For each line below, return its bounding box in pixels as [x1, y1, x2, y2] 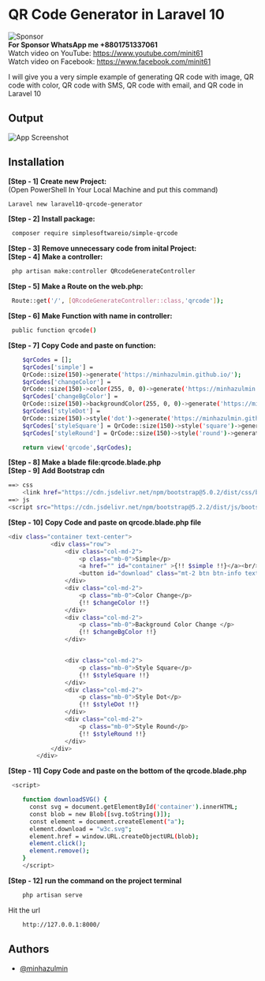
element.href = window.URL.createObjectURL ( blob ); [28, 832, 200, 841]
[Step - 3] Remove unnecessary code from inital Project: [8, 244, 197, 253]
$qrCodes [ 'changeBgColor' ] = [22, 393, 118, 401]
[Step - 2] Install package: [8, 214, 95, 224]
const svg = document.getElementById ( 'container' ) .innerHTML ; [28, 803, 238, 811]
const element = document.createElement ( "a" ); [28, 818, 185, 826]
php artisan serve [22, 891, 83, 899]
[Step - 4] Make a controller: [8, 252, 103, 262]
